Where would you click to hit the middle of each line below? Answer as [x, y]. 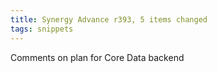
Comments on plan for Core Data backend [97, 57]
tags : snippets [42, 29]
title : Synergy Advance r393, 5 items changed [109, 19]
